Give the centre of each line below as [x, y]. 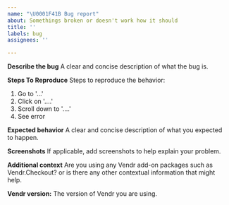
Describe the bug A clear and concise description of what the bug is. [108, 66]
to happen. [23, 138]
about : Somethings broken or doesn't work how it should [93, 20]
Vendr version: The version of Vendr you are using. [82, 194]
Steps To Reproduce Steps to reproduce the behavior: [86, 80]
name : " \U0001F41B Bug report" [53, 14]
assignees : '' [28, 40]
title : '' [22, 27]
